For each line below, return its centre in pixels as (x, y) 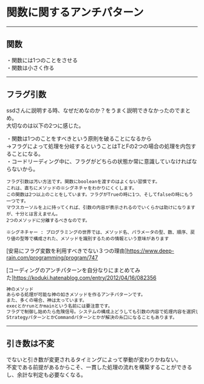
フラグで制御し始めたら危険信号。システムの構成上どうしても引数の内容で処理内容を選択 (101, 312)
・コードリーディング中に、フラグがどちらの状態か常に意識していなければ (99, 161)
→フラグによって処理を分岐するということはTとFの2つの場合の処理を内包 (99, 146)
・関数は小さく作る (30, 68)
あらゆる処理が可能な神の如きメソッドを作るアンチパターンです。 (76, 295)
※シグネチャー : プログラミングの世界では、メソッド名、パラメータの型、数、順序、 (98, 232)
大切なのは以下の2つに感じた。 (45, 125)
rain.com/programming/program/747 (52, 257)
